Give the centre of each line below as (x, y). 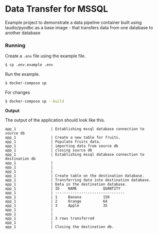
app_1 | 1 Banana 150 (57, 197)
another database (23, 33)
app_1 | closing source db (49, 150)
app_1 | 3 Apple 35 (56, 205)
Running (15, 45)
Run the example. (23, 74)
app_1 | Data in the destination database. (66, 184)
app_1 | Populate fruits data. (53, 142)
